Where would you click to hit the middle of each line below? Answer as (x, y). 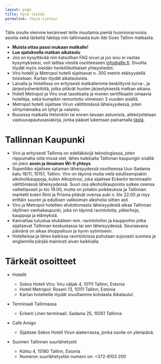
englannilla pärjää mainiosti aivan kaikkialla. (56, 241)
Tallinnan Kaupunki (45, 139)
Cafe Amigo (24, 323)
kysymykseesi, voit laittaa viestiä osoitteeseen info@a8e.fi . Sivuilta (79, 63)
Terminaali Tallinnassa (34, 304)
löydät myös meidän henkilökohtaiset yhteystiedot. (63, 68)
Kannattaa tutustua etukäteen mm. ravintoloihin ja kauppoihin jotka (79, 221)
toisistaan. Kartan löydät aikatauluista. (50, 78)
